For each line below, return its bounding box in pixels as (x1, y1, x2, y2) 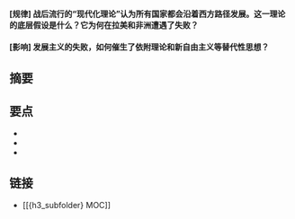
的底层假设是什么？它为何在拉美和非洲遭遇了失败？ (9, 19, 199, 31)
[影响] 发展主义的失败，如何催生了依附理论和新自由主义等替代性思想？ (9, 41, 270, 53)
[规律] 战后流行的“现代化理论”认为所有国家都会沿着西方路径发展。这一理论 (9, 8, 286, 19)
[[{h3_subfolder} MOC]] (22, 200, 111, 211)
